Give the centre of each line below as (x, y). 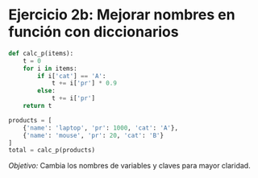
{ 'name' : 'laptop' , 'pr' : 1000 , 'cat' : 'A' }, (101, 128)
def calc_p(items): (41, 53)
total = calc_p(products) (52, 151)
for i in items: (50, 68)
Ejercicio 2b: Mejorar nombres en (122, 15)
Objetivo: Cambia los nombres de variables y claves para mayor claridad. (130, 166)
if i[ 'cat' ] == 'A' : (72, 76)
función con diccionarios (94, 32)
